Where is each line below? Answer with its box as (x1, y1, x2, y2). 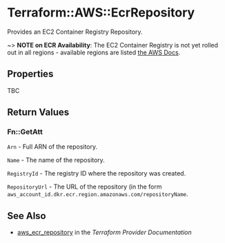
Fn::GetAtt (7, 127, 43, 137)
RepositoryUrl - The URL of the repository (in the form (7, 182, 162, 191)
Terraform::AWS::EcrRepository (7, 5, 195, 21)
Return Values (7, 107, 70, 118)
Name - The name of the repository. (7, 156, 105, 165)
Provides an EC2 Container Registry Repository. (7, 28, 143, 36)
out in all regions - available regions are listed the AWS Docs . (7, 48, 181, 56)
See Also (7, 210, 46, 222)
